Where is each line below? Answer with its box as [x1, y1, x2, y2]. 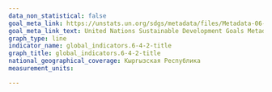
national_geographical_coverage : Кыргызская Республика [8, 57, 201, 65]
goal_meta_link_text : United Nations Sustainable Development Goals [8, 27, 244, 35]
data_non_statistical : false [8, 11, 107, 20]
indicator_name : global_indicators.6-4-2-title [8, 42, 172, 50]
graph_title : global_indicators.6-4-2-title [8, 49, 161, 57]
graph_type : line [8, 34, 67, 43]
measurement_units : [8, 65, 74, 73]
